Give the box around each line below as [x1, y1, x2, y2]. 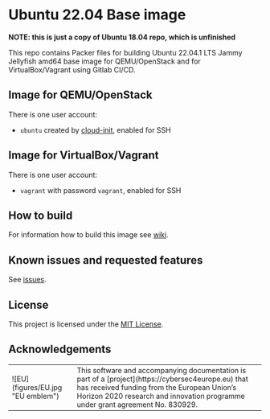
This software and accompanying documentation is [76, 365, 247, 375]
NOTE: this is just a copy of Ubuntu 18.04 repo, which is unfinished [8, 32, 235, 42]
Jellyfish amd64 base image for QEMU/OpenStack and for [8, 56, 201, 66]
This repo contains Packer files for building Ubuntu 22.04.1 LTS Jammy [8, 47, 243, 57]
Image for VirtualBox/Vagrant [8, 149, 159, 162]
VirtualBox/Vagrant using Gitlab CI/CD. [8, 64, 136, 74]
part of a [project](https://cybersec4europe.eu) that [76, 374, 249, 384]
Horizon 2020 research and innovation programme [76, 391, 245, 401]
